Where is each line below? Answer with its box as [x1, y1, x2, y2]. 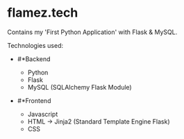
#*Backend [17, 54, 51, 63]
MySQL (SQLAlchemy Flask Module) [27, 83, 132, 91]
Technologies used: [7, 41, 64, 49]
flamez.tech [7, 5, 78, 21]
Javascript [27, 110, 58, 118]
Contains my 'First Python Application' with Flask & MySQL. [7, 28, 178, 36]
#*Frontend [17, 96, 51, 105]
